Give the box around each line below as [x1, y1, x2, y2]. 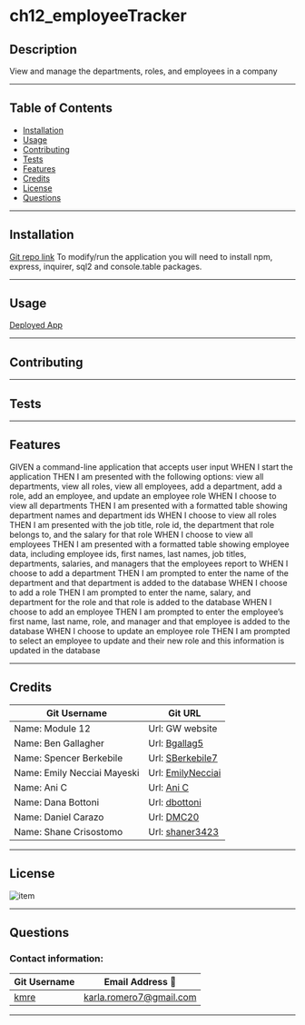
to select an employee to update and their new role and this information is [9, 635, 285, 646]
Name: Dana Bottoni [14, 796, 100, 809]
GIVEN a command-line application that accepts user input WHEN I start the [9, 461, 293, 473]
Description [9, 42, 77, 57]
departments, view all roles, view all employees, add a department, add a [9, 481, 283, 492]
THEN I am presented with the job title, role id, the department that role [9, 519, 275, 530]
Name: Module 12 [14, 721, 91, 734]
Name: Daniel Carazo [14, 811, 104, 823]
